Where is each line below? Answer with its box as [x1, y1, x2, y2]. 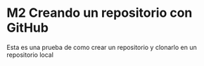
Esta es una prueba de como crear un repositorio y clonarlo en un [6, 43, 198, 51]
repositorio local [6, 51, 54, 59]
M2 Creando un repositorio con [6, 5, 193, 21]
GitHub [6, 20, 49, 36]
